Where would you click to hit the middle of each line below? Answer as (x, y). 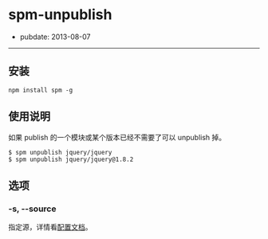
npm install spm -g (41, 90)
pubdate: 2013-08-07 (55, 37)
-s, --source (32, 209)
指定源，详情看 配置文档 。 (50, 227)
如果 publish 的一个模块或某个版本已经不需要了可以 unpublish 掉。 (117, 137)
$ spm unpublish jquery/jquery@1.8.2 (71, 159)
